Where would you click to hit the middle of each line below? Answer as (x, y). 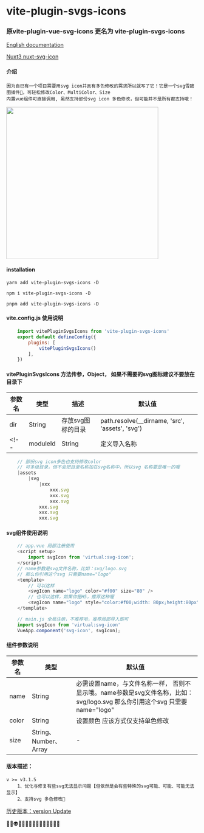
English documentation (35, 45)
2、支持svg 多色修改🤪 (41, 799)
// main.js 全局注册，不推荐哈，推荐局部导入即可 (73, 619)
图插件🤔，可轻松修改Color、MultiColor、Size (58, 92)
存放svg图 (76, 420)
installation (21, 270)
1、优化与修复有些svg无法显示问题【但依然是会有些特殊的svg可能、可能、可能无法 (106, 786)
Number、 (46, 741)
